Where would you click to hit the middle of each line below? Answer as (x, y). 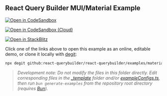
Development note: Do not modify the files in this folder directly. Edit (87, 72)
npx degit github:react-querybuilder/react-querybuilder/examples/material (85, 63)
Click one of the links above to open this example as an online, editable (78, 48)
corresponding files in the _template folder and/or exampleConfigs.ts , (89, 78)
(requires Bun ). (33, 88)
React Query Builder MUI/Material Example (73, 8)
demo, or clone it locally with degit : (41, 54)
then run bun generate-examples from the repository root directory (85, 83)
